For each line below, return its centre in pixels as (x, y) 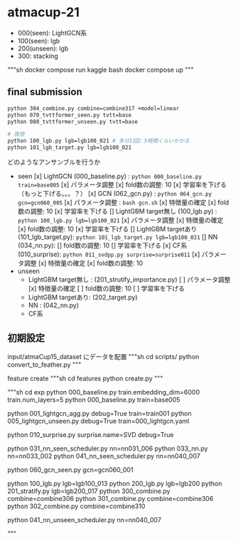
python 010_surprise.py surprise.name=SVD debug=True (91, 434)
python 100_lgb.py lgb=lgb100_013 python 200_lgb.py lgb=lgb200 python (115, 483)
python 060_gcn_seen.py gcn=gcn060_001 (70, 470)
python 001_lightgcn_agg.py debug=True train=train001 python (99, 413)
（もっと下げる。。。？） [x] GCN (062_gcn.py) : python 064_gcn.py (115, 193)
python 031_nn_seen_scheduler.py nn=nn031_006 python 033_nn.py (108, 448)
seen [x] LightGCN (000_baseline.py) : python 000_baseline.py (110, 176)
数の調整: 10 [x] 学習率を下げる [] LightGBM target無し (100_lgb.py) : (117, 211)
